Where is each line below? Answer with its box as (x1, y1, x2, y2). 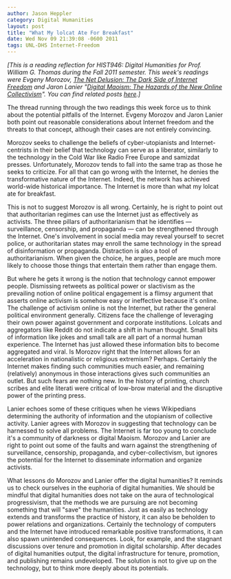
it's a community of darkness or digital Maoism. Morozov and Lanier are (7, 434, 211, 442)
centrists (7, 146, 32, 154)
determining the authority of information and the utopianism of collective (7, 412, 213, 420)
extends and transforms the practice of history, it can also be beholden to (7, 513, 215, 521)
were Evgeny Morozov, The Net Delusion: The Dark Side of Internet (7, 76, 198, 83)
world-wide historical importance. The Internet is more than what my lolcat (7, 183, 219, 190)
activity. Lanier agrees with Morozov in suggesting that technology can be (7, 420, 217, 427)
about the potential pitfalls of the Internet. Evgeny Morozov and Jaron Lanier (7, 111, 223, 119)
